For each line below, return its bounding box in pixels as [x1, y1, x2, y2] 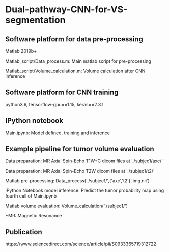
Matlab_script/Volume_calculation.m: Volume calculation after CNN [5, 68, 146, 74]
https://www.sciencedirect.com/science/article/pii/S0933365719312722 [5, 241, 157, 247]
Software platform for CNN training [5, 88, 119, 97]
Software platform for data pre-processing [5, 35, 144, 43]
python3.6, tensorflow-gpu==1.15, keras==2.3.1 [5, 101, 104, 107]
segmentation [5, 14, 66, 26]
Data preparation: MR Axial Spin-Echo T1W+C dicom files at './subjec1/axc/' [5, 158, 163, 164]
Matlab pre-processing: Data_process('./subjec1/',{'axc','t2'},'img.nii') [5, 178, 150, 184]
